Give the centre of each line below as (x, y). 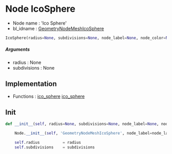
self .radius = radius (48, 143)
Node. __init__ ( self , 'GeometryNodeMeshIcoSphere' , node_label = (83, 134)
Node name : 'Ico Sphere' (40, 23)
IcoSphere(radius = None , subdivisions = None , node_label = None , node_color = (86, 38)
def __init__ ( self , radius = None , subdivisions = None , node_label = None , (82, 124)
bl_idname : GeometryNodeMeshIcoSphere (58, 28)
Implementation (31, 84)
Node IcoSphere (40, 9)
